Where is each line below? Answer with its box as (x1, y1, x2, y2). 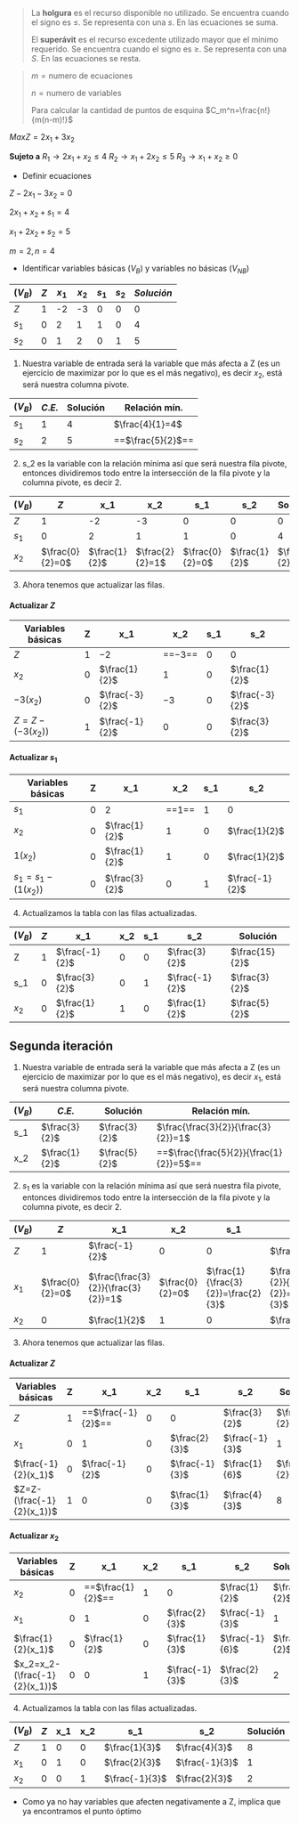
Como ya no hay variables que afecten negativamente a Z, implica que (21, 1796, 281, 1806)
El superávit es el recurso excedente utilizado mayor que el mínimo (30, 35, 279, 45)
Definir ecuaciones (21, 170, 92, 181)
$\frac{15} (230, 945, 276, 958)
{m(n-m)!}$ (30, 115, 74, 125)
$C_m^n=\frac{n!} (205, 105, 271, 115)
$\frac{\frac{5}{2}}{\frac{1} (167, 1147, 283, 1159)
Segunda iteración (9, 1038, 114, 1053)
